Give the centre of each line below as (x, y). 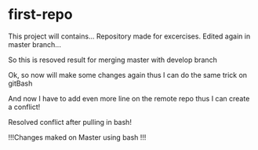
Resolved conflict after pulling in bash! (70, 122)
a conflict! (24, 107)
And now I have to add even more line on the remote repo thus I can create (129, 98)
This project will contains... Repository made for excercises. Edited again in (129, 36)
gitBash (20, 83)
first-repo (40, 15)
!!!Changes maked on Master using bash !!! (77, 137)
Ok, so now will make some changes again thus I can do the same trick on (128, 75)
